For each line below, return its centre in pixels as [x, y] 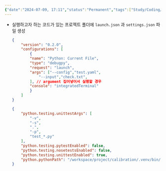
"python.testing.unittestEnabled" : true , [64, 155]
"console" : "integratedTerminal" [64, 86]
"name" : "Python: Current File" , [64, 58]
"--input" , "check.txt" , [63, 77]
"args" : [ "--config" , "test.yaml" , [65, 72]
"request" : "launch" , [52, 67]
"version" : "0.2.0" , [42, 45]
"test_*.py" [42, 137]
